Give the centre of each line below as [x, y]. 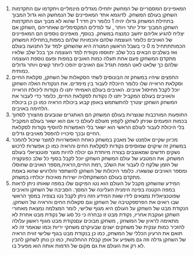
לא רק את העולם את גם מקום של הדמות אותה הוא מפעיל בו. [78, 246]
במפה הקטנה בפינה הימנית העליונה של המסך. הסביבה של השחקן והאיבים [93, 189]
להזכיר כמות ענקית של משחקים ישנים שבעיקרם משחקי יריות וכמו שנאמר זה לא [98, 227]
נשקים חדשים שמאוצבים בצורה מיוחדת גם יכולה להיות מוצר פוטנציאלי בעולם [96, 152]
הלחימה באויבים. [30, 108]
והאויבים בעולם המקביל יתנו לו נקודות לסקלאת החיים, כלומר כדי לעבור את [93, 96]
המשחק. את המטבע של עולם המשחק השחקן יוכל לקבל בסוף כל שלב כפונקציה [98, 158]
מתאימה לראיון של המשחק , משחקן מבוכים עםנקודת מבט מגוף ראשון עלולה [95, 221]
